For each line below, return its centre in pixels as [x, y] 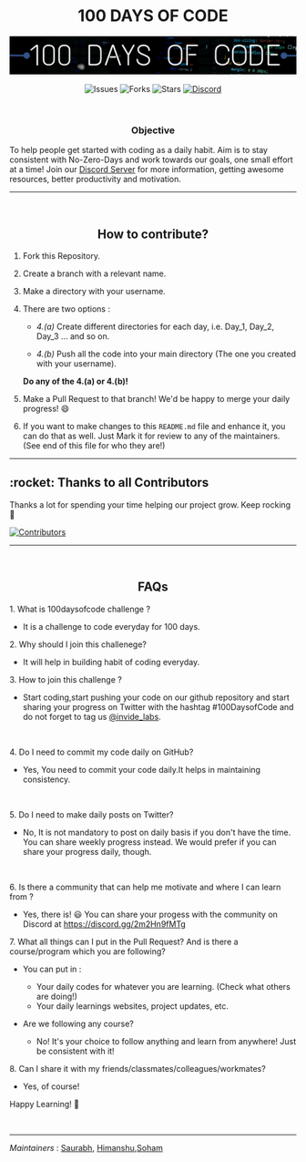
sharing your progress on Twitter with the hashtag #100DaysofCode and [158, 706]
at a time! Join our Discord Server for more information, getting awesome [147, 170]
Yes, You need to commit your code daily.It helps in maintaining [142, 769]
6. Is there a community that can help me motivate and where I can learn [145, 887]
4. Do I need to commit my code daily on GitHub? [102, 752]
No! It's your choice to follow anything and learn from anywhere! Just [166, 1041]
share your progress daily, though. [87, 851]
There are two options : [66, 308]
